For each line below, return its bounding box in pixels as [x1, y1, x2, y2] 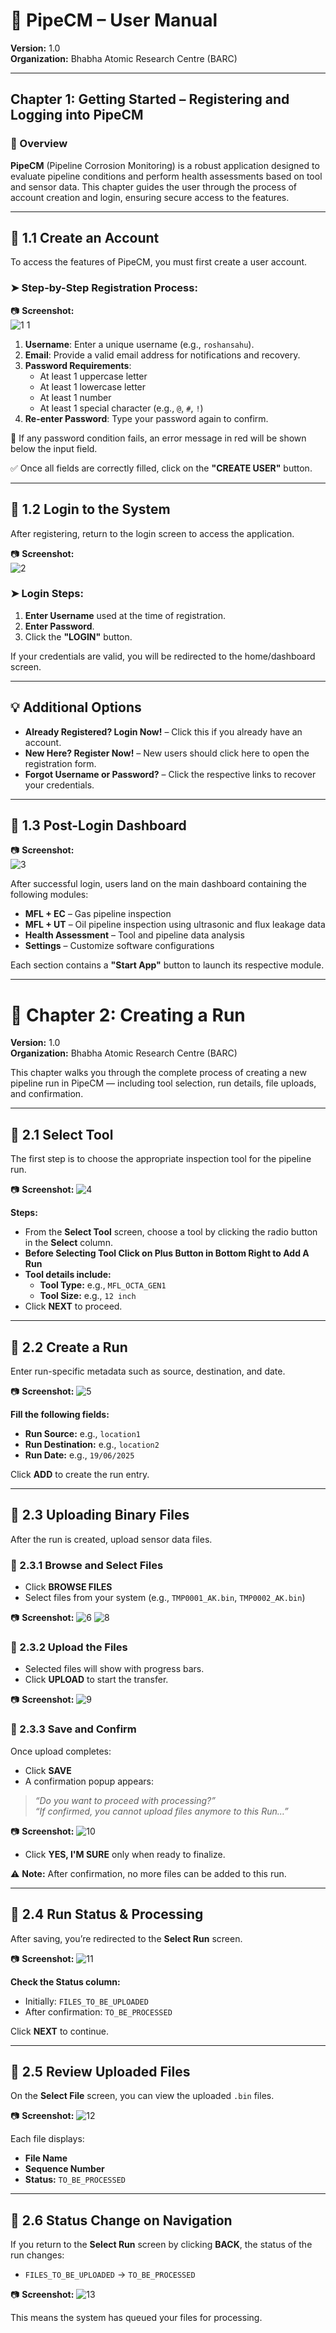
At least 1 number [39, 391, 112, 403]
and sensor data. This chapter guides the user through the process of [10, 180, 298, 193]
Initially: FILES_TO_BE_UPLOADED [24, 1995, 149, 2007]
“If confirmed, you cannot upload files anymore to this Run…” [34, 1805, 289, 1817]
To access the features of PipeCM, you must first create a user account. [10, 256, 308, 268]
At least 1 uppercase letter [39, 370, 148, 382]
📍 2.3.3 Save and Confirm [10, 1722, 137, 1736]
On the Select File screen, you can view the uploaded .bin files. [10, 2090, 275, 2102]
